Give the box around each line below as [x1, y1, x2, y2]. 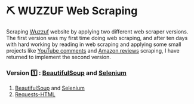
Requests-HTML [14, 91, 56, 98]
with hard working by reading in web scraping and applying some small [6, 41, 181, 48]
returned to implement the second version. [6, 53, 112, 60]
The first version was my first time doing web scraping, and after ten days [6, 34, 188, 41]
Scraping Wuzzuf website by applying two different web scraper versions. [6, 27, 189, 35]
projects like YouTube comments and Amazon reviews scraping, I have [6, 47, 180, 54]
